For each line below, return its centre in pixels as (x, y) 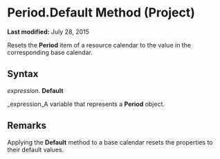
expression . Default (35, 90)
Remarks (27, 126)
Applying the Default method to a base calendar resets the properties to (110, 142)
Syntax (23, 74)
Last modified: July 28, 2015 (48, 32)
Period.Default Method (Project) (101, 13)
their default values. (36, 149)
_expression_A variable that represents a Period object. (86, 104)
